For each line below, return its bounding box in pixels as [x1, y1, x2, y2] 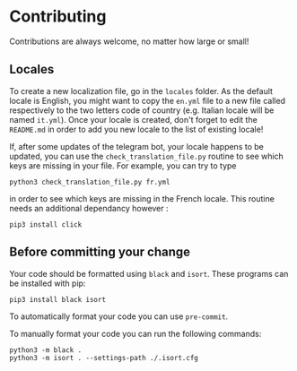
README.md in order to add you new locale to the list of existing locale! [9, 124, 264, 134]
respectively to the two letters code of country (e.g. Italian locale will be [9, 105, 275, 116]
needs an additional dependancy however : [9, 203, 169, 213]
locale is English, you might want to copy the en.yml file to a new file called [9, 95, 285, 106]
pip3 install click [9, 220, 83, 229]
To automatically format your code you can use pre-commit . [9, 311, 229, 322]
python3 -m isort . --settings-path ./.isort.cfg [9, 353, 199, 362]
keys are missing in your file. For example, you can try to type [9, 160, 237, 171]
